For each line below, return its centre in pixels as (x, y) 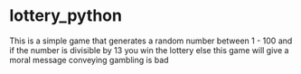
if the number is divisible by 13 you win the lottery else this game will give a (149, 50)
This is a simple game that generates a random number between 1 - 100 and (151, 41)
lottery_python (66, 16)
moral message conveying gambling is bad (89, 60)
